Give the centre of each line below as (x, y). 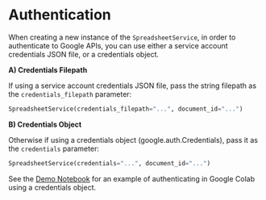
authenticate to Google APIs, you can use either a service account (118, 45)
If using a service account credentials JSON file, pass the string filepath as (132, 85)
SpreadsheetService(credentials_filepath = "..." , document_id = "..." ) (126, 109)
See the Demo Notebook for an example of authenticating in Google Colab (132, 178)
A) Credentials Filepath (48, 69)
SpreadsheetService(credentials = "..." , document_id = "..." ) (110, 163)
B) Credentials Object (45, 124)
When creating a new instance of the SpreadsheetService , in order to (122, 37)
